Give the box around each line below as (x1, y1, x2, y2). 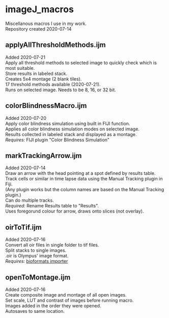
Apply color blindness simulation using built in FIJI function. (5, 120, 130, 126)
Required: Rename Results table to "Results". (5, 203, 99, 209)
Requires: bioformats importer (5, 258, 68, 264)
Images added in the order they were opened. (5, 303, 101, 309)
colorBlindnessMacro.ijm (5, 101, 87, 110)
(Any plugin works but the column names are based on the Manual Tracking (5, 187, 164, 193)
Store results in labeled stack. (5, 70, 68, 76)
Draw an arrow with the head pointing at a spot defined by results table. (5, 170, 156, 176)
